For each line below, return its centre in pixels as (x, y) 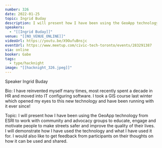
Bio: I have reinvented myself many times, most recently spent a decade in (79, 91)
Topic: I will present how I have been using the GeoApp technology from (77, 115)
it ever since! (18, 106)
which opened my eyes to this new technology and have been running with (80, 101)
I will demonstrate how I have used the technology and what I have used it (79, 131)
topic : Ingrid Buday (26, 18)
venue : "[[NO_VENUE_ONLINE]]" (35, 37)
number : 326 (17, 9)
